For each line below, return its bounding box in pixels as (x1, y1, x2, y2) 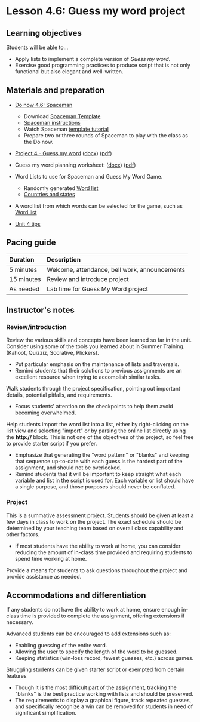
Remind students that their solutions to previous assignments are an (14, 367, 182, 374)
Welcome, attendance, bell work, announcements (47, 265, 186, 274)
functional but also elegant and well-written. (14, 68, 124, 75)
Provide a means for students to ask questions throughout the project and (6, 566, 188, 574)
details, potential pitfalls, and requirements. (6, 391, 112, 398)
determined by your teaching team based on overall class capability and (6, 524, 184, 531)
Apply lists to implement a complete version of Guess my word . (14, 56, 171, 62)
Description (47, 255, 81, 263)
